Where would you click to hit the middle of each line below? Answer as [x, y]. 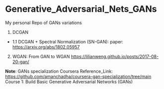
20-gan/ [21, 61]
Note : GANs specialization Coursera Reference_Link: [59, 71]
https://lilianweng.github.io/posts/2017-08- [115, 56]
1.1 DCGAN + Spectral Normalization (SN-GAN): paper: [68, 42]
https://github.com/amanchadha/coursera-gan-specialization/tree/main [78, 76]
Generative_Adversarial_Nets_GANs [81, 9]
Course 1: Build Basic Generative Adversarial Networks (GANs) [69, 82]
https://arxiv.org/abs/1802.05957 [46, 47]
